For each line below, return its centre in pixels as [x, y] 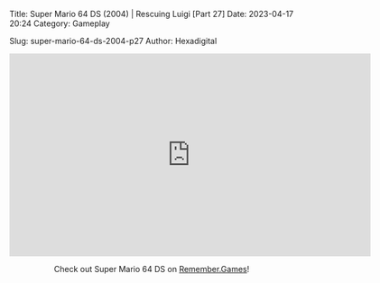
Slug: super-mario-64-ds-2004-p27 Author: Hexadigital [113, 41]
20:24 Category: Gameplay [60, 23]
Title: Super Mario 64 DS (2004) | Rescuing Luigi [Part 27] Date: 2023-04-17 [152, 14]
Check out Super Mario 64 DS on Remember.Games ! [152, 269]
